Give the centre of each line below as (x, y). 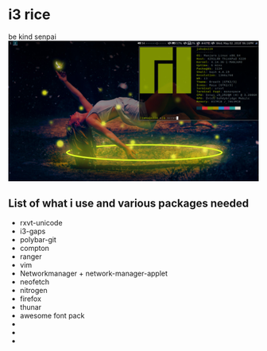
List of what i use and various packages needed (128, 204)
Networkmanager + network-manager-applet (94, 273)
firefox (31, 299)
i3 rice (29, 15)
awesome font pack (52, 315)
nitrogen (33, 290)
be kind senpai (33, 37)
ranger (31, 256)
